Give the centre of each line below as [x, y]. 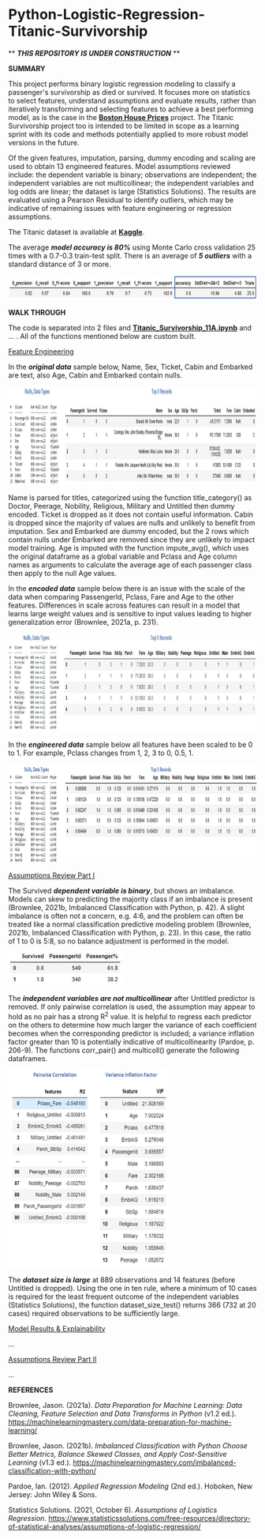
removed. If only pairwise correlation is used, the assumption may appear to [132, 1007]
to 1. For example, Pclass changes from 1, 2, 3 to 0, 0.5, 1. [101, 753]
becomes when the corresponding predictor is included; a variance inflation [131, 1033]
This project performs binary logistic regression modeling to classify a [122, 84]
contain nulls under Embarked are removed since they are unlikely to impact [131, 540]
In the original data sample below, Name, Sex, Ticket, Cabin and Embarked [131, 367]
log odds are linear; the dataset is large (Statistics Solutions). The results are [132, 191]
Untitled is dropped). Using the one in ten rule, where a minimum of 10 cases [132, 1288]
